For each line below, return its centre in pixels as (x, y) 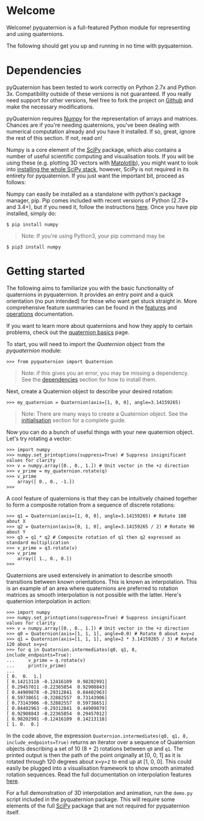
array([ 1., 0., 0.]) (44, 558)
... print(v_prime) (37, 666)
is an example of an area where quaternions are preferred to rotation (92, 588)
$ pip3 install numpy (34, 247)
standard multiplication (38, 542)
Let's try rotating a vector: (39, 438)
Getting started (46, 271)
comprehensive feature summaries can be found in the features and (92, 307)
